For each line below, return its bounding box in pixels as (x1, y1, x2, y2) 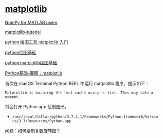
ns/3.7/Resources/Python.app (12, 118, 72, 123)
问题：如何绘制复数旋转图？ (5, 128, 61, 134)
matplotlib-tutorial (5, 29, 41, 35)
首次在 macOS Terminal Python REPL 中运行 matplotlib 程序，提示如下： (5, 80, 149, 86)
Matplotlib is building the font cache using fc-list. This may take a (5, 90, 153, 95)
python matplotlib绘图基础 (5, 59, 57, 65)
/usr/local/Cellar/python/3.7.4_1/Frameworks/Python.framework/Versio (12, 114, 159, 119)
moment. (5, 94, 21, 99)
